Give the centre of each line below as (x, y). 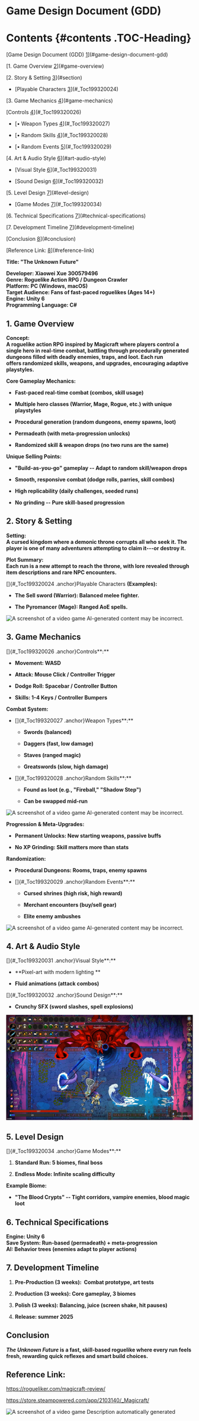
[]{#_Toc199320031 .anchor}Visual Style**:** (61, 960)
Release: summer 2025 (44, 1316)
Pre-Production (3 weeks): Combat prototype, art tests (84, 1282)
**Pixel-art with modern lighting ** (57, 972)
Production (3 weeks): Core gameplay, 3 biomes (75, 1293)
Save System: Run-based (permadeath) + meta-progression (82, 1243)
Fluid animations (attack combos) (57, 984)
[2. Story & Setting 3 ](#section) (44, 78)
